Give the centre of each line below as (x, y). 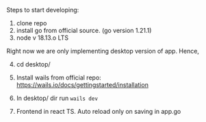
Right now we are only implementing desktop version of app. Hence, (103, 51)
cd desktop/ (33, 64)
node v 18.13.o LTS (42, 38)
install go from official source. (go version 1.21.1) (84, 30)
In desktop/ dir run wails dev (57, 98)
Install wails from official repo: (59, 77)
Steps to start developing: (43, 10)
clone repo (31, 23)
